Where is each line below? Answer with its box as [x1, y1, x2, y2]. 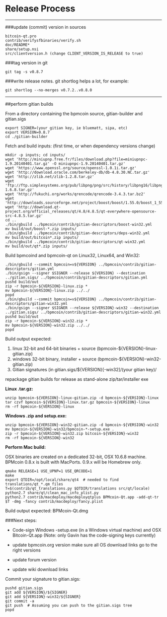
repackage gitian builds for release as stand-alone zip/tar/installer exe [5, 376, 149, 382]
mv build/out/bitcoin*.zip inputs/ [5, 235, 79, 240]
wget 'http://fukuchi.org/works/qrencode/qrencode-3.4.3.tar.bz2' [5, 192, 146, 197]
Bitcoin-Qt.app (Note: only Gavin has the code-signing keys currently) [12, 532, 156, 538]
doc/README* [5, 42, 30, 47]
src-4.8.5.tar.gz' [5, 213, 43, 218]
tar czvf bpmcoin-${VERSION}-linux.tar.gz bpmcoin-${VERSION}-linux [5, 400, 150, 405]
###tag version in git [5, 60, 48, 66]
